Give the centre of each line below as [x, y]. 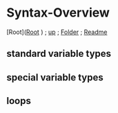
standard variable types [59, 54]
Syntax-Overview [58, 13]
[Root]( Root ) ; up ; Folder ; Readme [57, 32]
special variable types [55, 77]
